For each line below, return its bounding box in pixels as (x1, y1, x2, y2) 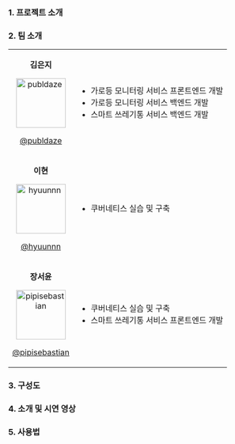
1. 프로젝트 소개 (8, 6, 63, 17)
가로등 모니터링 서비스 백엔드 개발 (90, 97, 209, 108)
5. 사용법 (8, 426, 40, 437)
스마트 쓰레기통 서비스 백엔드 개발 (90, 109, 209, 120)
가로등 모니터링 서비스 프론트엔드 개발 (90, 85, 224, 97)
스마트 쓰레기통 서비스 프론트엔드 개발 (90, 315, 224, 326)
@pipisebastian (12, 347, 70, 358)
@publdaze (19, 135, 63, 146)
